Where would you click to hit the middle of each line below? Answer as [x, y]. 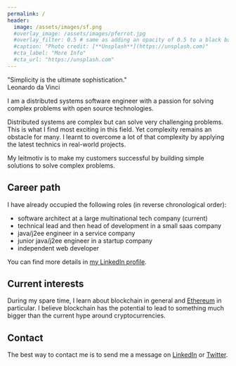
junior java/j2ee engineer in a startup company [85, 241]
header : [19, 20]
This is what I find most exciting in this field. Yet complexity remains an [110, 129]
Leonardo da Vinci [34, 87]
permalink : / [26, 14]
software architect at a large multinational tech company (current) [113, 218]
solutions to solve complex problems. [61, 165]
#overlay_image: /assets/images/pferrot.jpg [80, 33]
